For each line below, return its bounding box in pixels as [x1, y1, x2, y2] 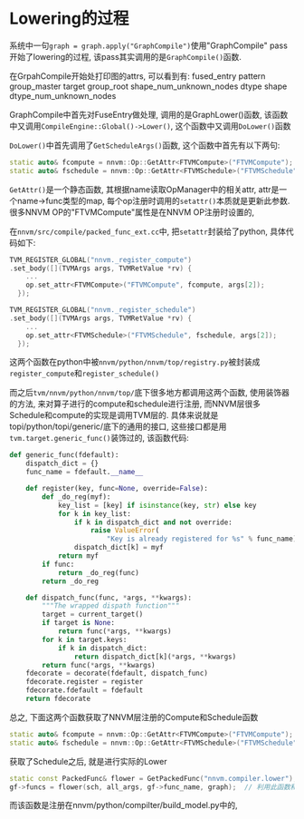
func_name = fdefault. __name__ [25, 468, 144, 477]
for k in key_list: [57, 509, 131, 518]
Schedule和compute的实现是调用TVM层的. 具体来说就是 [9, 410, 219, 421]
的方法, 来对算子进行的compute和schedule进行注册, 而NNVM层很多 [9, 398, 261, 409]
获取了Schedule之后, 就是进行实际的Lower [9, 756, 167, 766]
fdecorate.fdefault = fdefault [25, 686, 144, 695]
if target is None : [42, 619, 116, 628]
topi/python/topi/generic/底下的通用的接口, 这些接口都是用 [9, 421, 227, 432]
